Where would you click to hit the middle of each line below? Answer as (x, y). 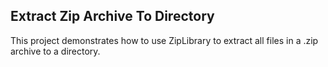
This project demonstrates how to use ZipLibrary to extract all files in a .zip (164, 40)
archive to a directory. (55, 51)
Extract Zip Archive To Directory (112, 16)
